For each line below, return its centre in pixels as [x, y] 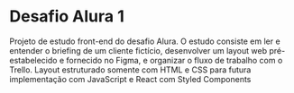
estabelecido [33, 60]
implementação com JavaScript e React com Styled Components [130, 79]
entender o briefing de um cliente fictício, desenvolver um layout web [138, 50]
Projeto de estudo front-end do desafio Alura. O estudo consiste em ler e [145, 41]
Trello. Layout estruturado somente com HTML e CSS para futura [130, 70]
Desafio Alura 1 [67, 17]
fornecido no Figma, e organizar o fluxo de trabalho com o [175, 60]
